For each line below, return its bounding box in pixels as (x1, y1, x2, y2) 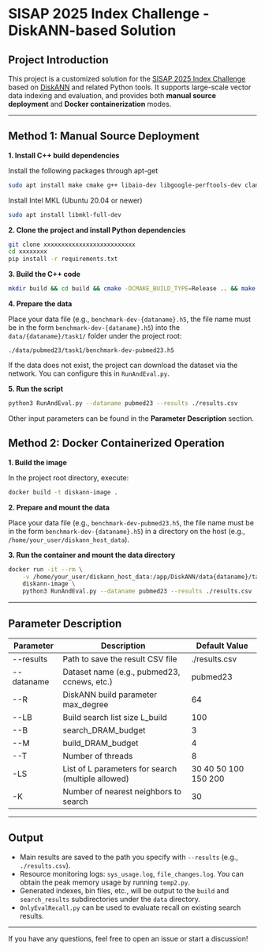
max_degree (62, 699, 109, 710)
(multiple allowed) (62, 773, 129, 784)
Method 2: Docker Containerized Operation (8, 437, 225, 450)
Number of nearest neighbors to (62, 786, 182, 797)
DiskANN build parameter (62, 689, 158, 700)
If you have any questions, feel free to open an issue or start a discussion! (8, 934, 248, 943)
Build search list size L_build (62, 711, 167, 722)
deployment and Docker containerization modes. (8, 100, 172, 108)
